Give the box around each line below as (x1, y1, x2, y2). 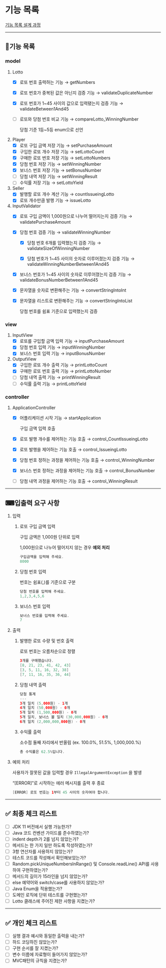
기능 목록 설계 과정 (5, 22, 41, 28)
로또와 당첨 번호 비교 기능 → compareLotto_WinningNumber (19, 116, 139, 122)
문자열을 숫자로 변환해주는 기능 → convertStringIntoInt (19, 287, 126, 293)
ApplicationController (12, 405, 56, 411)
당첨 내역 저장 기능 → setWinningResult (19, 174, 98, 180)
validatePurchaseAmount (19, 219, 71, 225)
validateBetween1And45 (19, 106, 69, 112)
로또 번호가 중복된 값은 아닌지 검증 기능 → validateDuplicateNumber (19, 90, 153, 96)
